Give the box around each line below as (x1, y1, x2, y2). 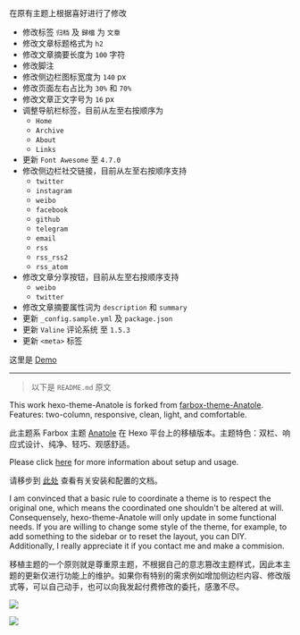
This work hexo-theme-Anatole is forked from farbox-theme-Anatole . (9, 400, 264, 410)
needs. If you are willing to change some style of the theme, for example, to (9, 521, 287, 532)
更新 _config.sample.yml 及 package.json (21, 313, 173, 324)
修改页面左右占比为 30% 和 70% (21, 83, 132, 93)
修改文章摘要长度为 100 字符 (21, 49, 126, 60)
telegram (35, 224, 69, 233)
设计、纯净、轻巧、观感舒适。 (24, 439, 135, 449)
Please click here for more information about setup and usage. (9, 457, 239, 467)
